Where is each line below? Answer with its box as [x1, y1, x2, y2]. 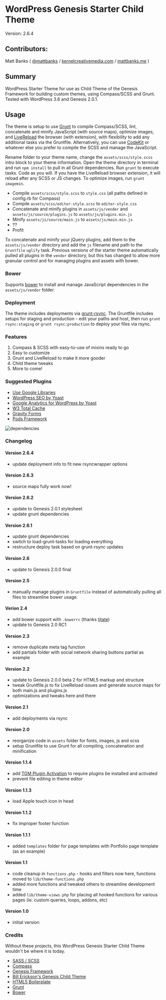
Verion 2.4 [5, 605, 28, 611]
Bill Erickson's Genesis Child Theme [12, 974, 86, 980]
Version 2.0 [5, 727, 30, 733]
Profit [12, 227, 24, 233]
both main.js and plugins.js [12, 687, 67, 693]
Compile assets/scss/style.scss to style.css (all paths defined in [12, 190, 148, 196]
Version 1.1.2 [5, 810, 32, 815]
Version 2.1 [5, 704, 29, 710]
